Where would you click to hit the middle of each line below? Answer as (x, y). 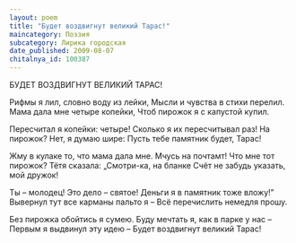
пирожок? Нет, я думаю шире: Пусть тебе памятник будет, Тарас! (135, 139)
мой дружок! (34, 175)
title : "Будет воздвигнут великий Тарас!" (90, 26)
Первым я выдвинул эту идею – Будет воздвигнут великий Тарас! (135, 229)
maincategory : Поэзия (50, 34)
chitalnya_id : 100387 (50, 59)
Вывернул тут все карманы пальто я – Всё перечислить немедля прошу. (148, 202)
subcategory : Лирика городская (68, 43)
